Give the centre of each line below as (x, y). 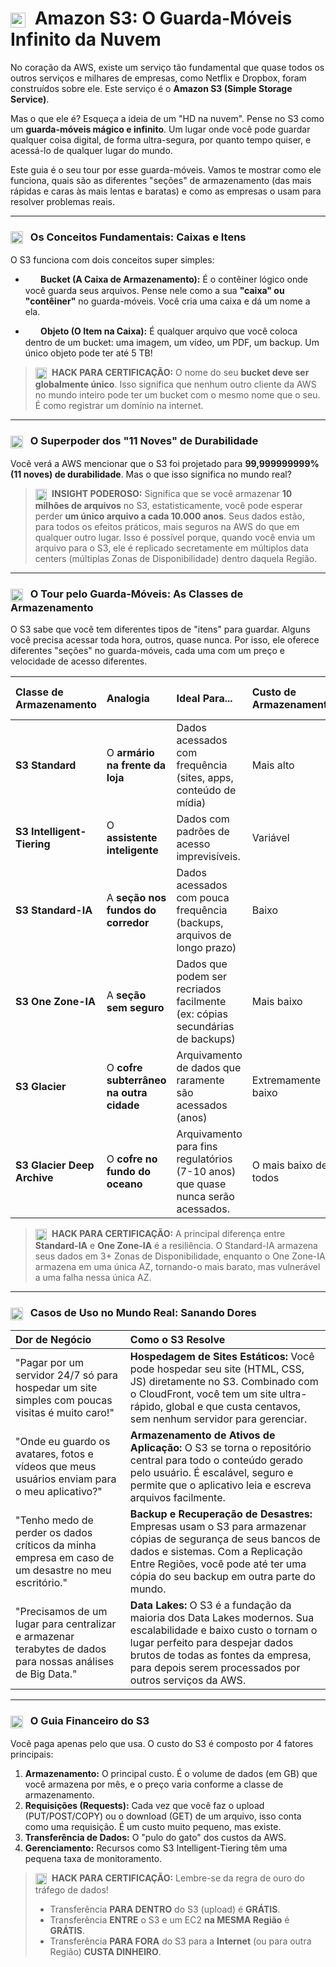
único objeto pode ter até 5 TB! (88, 353)
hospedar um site (56, 1388)
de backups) (206, 1039)
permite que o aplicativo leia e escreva (220, 1485)
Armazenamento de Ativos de (202, 1435)
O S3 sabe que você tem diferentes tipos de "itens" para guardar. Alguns (160, 629)
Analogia (128, 699)
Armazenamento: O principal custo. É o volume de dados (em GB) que (171, 1773)
